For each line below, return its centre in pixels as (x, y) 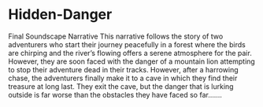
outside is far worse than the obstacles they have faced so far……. (115, 94)
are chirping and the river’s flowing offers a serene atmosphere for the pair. (130, 53)
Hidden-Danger (60, 15)
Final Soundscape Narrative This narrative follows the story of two (116, 36)
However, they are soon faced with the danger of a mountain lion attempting (132, 61)
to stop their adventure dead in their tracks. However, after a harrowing (123, 69)
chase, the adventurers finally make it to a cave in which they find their (123, 78)
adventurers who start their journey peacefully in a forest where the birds (127, 44)
